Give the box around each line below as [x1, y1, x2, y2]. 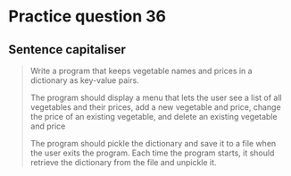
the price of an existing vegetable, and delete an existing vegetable [29, 112, 278, 122]
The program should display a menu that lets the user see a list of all [29, 92, 282, 103]
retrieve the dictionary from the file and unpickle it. [29, 157, 217, 167]
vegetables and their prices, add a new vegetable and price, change [29, 102, 282, 113]
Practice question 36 [8, 6, 167, 27]
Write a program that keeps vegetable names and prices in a [29, 65, 253, 76]
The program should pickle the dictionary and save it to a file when [29, 138, 277, 148]
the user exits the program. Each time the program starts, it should [29, 147, 275, 158]
